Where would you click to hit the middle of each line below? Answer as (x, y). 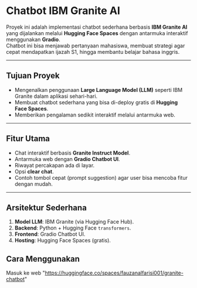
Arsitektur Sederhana (46, 208)
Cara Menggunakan (43, 259)
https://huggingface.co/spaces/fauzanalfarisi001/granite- (114, 273)
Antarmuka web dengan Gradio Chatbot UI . (67, 159)
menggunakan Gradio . (33, 39)
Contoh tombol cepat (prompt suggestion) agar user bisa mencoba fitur (101, 177)
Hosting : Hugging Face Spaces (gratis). (63, 241)
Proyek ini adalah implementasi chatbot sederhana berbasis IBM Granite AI (97, 27)
